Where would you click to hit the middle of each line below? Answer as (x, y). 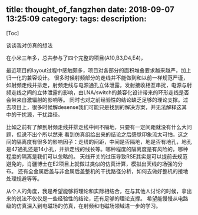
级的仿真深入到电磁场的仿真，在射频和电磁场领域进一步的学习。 (83, 206)
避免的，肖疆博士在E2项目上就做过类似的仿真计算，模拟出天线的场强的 (92, 164)
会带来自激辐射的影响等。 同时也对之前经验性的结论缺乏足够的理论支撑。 (95, 100)
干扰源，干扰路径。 (39, 114)
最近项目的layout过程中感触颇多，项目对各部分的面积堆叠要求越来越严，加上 (99, 70)
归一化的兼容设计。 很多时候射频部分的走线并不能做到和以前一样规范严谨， (97, 77)
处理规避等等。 (24, 178)
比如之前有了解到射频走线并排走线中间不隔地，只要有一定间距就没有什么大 (96, 127)
